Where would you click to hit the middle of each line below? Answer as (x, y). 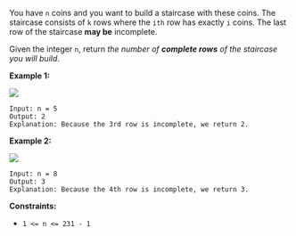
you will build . (35, 58)
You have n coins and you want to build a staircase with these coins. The (143, 13)
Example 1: (30, 76)
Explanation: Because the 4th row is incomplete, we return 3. (129, 190)
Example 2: (30, 141)
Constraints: (33, 206)
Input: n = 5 (33, 109)
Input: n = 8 (33, 174)
